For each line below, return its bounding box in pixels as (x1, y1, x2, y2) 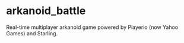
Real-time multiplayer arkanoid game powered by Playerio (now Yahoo (6, 24, 179, 31)
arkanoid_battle (6, 4, 86, 18)
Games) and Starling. (6, 29, 58, 37)
